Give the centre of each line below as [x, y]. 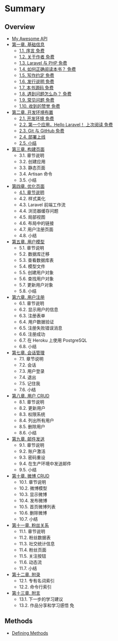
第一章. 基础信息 [28, 44]
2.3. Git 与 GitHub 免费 [42, 131]
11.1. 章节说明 [32, 531]
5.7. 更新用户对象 [36, 285]
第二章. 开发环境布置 [32, 112]
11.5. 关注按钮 [32, 556]
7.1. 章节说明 [31, 359]
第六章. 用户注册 [28, 297]
